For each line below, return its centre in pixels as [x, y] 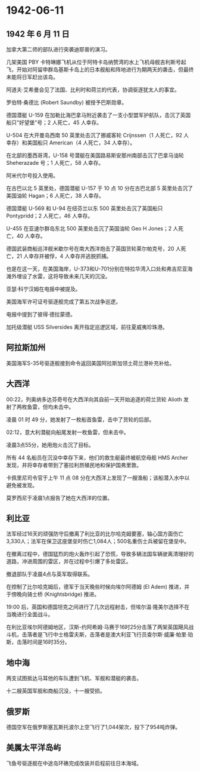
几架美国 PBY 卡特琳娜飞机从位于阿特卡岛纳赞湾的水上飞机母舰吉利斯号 [94, 62]
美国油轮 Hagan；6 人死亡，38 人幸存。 [55, 196]
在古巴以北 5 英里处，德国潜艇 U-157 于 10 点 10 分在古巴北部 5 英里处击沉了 [100, 188]
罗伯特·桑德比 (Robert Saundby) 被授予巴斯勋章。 [67, 102]
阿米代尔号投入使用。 [32, 176]
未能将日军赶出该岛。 [32, 77]
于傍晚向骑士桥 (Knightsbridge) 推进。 [53, 594]
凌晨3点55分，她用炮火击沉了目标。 [50, 445]
